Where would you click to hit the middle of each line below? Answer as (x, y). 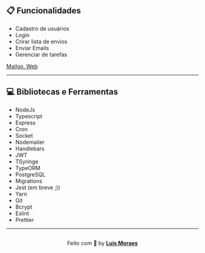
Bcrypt (23, 207)
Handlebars (30, 148)
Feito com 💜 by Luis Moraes (103, 243)
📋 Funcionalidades (44, 11)
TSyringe (27, 162)
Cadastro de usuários (42, 28)
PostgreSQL (30, 174)
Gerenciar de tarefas (41, 54)
